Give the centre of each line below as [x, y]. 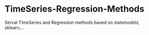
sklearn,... [15, 27]
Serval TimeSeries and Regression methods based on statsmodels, [72, 22]
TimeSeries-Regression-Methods [74, 9]
